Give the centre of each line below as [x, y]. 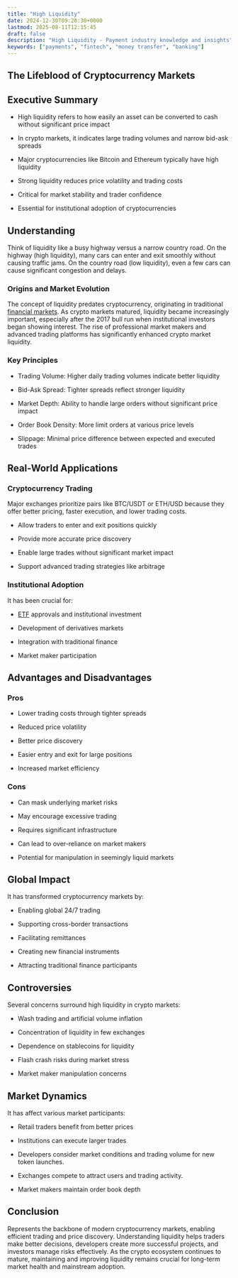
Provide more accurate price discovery [74, 539]
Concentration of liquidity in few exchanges [81, 1032]
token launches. [41, 1162]
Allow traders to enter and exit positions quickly [87, 525]
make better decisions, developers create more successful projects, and [113, 1244]
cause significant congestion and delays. [67, 271]
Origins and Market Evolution [58, 288]
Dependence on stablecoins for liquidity [76, 1046]
